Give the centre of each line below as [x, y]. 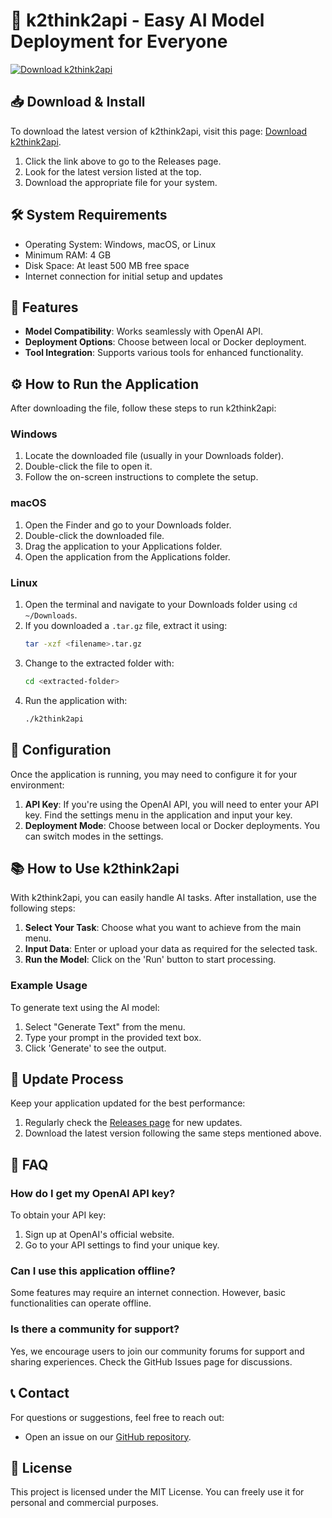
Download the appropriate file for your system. [121, 182]
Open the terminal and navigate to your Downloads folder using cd [161, 605]
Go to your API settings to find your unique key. [122, 1245]
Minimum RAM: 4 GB [68, 255]
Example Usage [49, 986]
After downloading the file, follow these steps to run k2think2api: [143, 408]
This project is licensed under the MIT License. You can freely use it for [157, 1492]
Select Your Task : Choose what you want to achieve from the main [163, 928]
